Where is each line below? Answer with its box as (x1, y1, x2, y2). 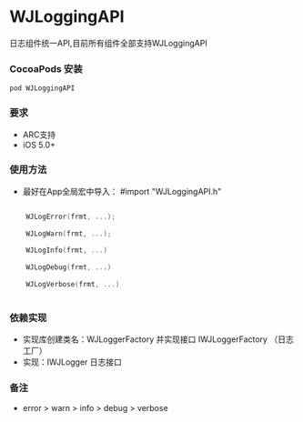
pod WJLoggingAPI (9, 84, 76, 93)
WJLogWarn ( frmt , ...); (25, 229, 112, 238)
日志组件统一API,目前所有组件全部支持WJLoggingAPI (9, 37, 207, 48)
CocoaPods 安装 (9, 62, 84, 75)
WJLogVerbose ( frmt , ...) (25, 279, 120, 288)
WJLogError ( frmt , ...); (25, 212, 116, 221)
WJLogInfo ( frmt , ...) (25, 246, 107, 256)
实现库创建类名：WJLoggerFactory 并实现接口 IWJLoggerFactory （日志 (22, 334, 294, 345)
